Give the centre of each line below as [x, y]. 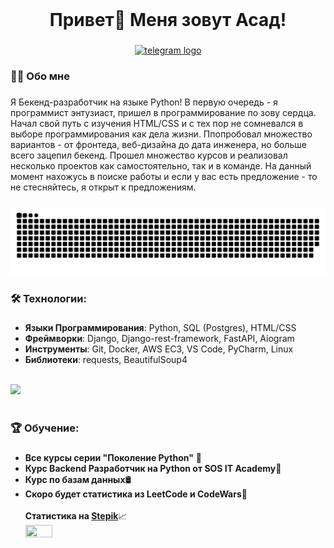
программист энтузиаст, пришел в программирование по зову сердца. [163, 112]
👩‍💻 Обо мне [40, 76]
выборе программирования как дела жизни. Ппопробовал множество [161, 134]
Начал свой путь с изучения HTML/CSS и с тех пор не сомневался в [157, 123]
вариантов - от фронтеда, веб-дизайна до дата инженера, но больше [158, 144]
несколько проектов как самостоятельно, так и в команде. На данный [161, 165]
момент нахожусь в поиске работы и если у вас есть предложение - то [164, 176]
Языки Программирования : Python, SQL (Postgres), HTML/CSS [160, 328]
